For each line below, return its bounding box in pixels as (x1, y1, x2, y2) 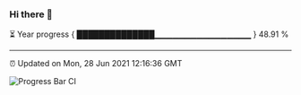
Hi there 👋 (9, 8, 54, 21)
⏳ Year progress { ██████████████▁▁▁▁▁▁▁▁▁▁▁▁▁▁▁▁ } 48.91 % (9, 29, 289, 39)
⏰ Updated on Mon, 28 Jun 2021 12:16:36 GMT (9, 58, 183, 69)
